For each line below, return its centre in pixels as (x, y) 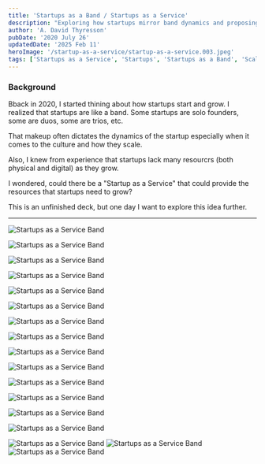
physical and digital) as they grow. (64, 168)
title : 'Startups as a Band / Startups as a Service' (99, 15)
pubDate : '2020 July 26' (49, 37)
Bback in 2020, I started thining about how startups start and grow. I (119, 104)
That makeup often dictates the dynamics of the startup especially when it (129, 136)
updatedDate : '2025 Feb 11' (54, 45)
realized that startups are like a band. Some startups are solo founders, (123, 113)
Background (32, 87)
